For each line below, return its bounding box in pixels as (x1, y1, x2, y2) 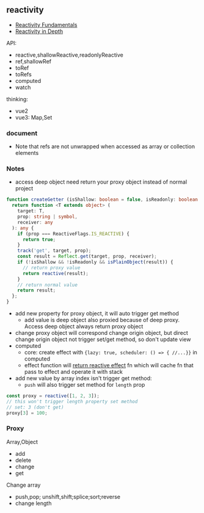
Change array (6, 481, 41, 489)
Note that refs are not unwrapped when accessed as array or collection (15, 143, 195, 150)
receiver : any (17, 219, 53, 225)
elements (15, 149, 39, 157)
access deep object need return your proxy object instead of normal (15, 178, 188, 185)
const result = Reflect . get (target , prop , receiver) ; (17, 253, 157, 260)
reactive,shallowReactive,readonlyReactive (15, 51, 123, 59)
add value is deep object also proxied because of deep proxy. (24, 317, 180, 324)
